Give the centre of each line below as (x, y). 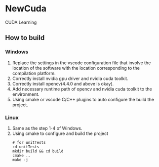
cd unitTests (26, 147)
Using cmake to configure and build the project (60, 133)
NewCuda (26, 9)
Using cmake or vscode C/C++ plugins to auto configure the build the (83, 99)
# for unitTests (29, 142)
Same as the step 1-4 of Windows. (47, 128)
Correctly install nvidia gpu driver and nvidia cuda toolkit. (70, 78)
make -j (20, 160)
